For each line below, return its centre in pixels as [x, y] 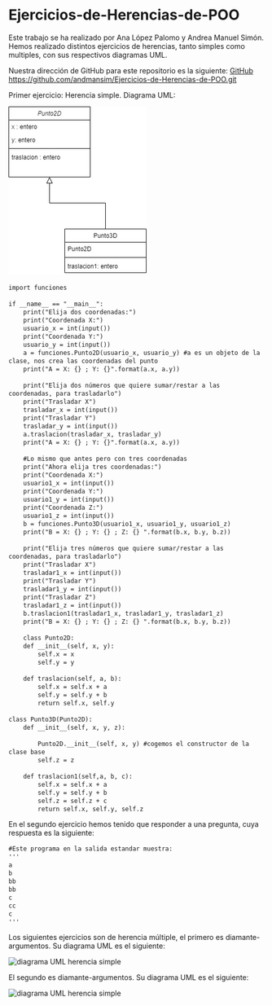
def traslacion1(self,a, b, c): [78, 776]
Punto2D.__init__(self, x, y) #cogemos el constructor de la [144, 744]
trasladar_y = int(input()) [70, 426]
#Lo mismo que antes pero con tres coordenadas [105, 459]
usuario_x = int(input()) [67, 328]
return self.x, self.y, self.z [91, 809]
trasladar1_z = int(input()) [72, 605]
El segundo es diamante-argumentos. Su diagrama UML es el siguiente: [129, 977]
